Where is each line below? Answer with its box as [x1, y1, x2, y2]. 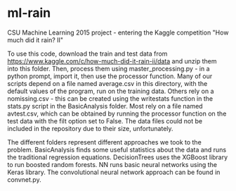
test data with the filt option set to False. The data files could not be [7, 116, 203, 125]
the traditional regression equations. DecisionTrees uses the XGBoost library [7, 153, 228, 161]
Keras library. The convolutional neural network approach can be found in [7, 168, 221, 176]
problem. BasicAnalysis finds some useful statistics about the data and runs [7, 145, 227, 154]
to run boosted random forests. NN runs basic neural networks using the [7, 160, 218, 168]
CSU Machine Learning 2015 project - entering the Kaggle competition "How [7, 28, 229, 37]
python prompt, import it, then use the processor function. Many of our [7, 72, 213, 80]
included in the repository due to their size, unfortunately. [7, 124, 173, 133]
